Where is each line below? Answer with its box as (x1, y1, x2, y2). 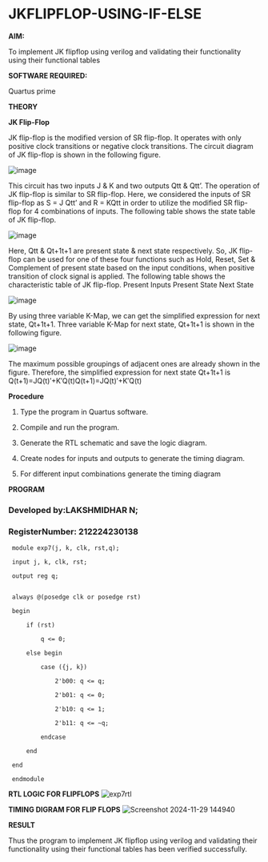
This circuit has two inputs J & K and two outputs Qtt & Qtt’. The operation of (8, 181, 260, 190)
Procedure (8, 391, 44, 401)
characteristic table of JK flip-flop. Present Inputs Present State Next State (8, 279, 254, 289)
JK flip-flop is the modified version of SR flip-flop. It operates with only (8, 133, 242, 142)
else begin (26, 649, 62, 657)
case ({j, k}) (40, 664, 88, 672)
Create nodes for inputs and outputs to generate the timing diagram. (19, 453, 246, 463)
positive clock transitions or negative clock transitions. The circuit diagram (8, 141, 254, 150)
